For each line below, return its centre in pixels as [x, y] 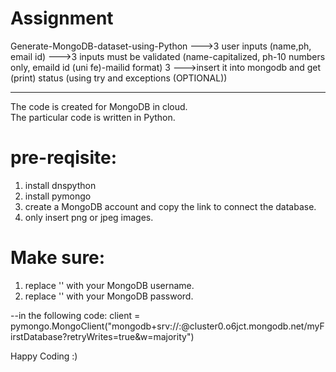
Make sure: [58, 258]
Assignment [62, 18]
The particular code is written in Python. [93, 117]
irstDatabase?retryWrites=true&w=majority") [102, 336]
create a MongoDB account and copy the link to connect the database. [170, 206]
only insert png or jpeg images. [89, 217]
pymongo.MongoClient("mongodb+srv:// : [96, 326]
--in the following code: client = [75, 315]
